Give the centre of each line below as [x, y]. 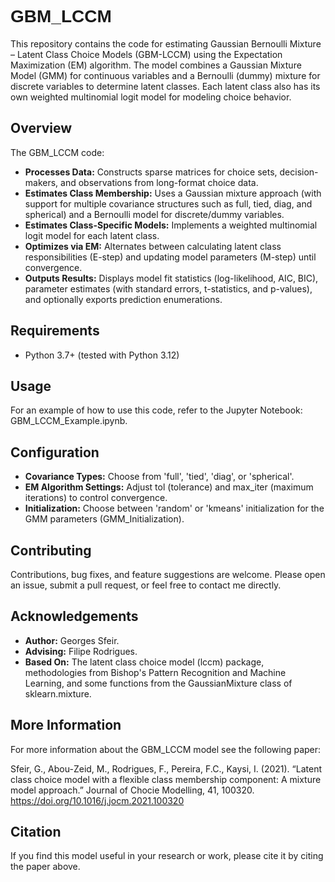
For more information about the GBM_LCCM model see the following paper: [166, 749]
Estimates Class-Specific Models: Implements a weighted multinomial [171, 225]
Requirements [55, 331]
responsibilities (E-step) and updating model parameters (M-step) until [170, 257]
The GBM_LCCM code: [57, 152]
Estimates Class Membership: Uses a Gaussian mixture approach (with [173, 193]
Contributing [51, 550]
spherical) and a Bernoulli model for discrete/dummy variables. [154, 214]
